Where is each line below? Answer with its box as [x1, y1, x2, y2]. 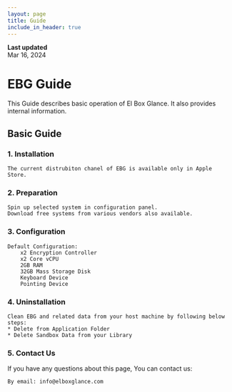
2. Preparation [7, 187, 59, 197]
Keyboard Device [20, 274, 69, 282]
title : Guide [7, 17, 46, 24]
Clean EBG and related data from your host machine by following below [7, 313, 225, 320]
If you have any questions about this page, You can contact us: [7, 364, 193, 373]
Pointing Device [20, 280, 69, 287]
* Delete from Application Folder [7, 325, 111, 332]
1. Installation [7, 149, 55, 159]
